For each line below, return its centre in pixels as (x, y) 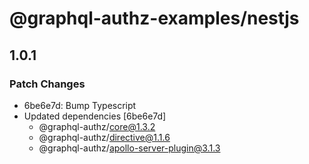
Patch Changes (47, 84)
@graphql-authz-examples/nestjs (154, 18)
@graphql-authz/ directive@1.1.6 (104, 137)
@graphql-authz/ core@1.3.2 (97, 126)
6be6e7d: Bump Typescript (80, 105)
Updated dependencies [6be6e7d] (95, 116)
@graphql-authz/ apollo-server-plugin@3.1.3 (129, 148)
